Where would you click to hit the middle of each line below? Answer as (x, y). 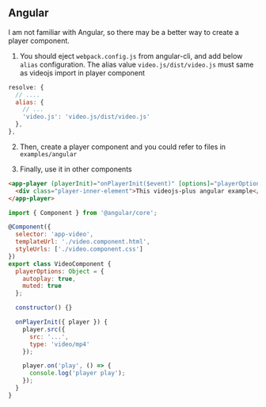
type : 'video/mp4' (59, 344)
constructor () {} (44, 308)
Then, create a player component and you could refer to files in (123, 147)
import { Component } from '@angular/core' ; (83, 213)
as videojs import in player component (82, 73)
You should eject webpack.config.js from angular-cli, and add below (131, 56)
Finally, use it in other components (76, 169)
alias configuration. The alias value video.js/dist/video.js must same (137, 64)
